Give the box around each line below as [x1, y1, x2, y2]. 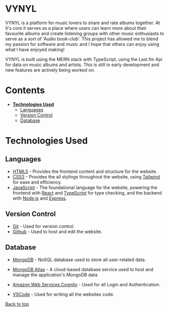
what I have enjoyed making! [5, 46, 65, 52]
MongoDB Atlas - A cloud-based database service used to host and [12, 266, 154, 272]
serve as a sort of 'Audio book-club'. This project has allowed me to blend [5, 36, 158, 42]
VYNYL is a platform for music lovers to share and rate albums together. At [5, 20, 160, 26]
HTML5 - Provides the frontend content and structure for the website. [12, 168, 157, 174]
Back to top [5, 301, 29, 307]
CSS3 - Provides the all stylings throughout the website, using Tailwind [12, 173, 160, 179]
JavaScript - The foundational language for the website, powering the [12, 184, 158, 191]
